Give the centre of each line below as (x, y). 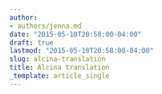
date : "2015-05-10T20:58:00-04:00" (76, 34)
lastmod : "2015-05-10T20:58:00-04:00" (81, 51)
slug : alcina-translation (57, 59)
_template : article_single (60, 76)
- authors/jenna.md (46, 26)
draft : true (31, 43)
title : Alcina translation (60, 68)
